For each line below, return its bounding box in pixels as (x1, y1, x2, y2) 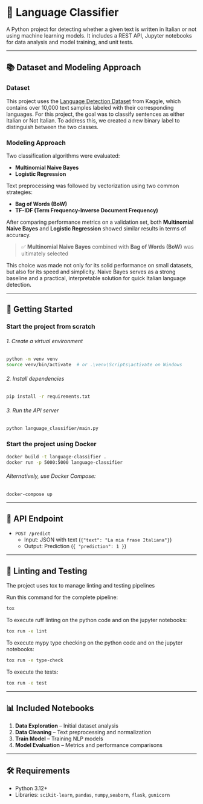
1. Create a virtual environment (6, 337, 83, 344)
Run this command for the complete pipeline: (6, 594, 118, 601)
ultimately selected (21, 250, 68, 257)
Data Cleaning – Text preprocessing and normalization (14, 729, 152, 736)
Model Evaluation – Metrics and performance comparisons (14, 742, 163, 749)
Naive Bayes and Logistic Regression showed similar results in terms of (6, 224, 187, 232)
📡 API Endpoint (6, 514, 63, 524)
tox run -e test (6, 680, 47, 686)
